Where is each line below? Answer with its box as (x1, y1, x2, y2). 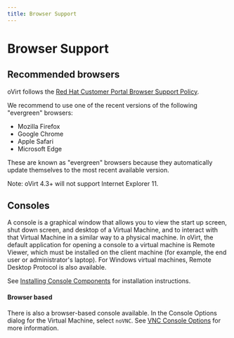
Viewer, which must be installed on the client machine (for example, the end (7, 248, 227, 257)
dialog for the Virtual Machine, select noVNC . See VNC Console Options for (7, 316, 221, 325)
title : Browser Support (7, 10, 77, 18)
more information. (7, 323, 59, 332)
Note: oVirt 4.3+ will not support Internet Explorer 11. (7, 179, 159, 187)
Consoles (7, 200, 51, 212)
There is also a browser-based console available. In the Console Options (7, 308, 218, 317)
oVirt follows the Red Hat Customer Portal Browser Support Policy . (7, 87, 200, 96)
